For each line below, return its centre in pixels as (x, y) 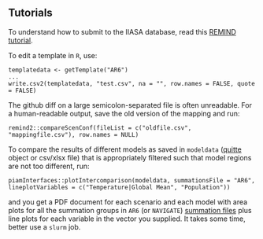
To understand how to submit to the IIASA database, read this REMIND (122, 31)
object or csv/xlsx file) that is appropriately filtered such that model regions (130, 157)
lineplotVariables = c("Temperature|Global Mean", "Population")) (119, 187)
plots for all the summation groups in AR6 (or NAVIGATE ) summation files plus (130, 210)
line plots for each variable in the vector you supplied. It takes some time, (127, 219)
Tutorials (30, 13)
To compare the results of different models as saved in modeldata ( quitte (125, 149)
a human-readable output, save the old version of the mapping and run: (124, 113)
